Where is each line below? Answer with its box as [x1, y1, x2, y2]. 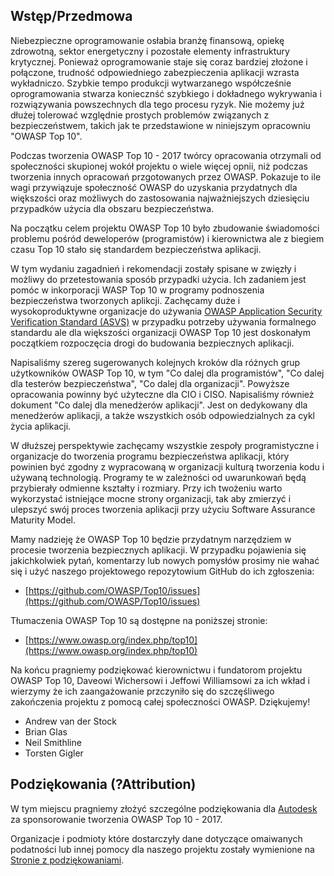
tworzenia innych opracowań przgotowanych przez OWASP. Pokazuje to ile [10, 170, 322, 183]
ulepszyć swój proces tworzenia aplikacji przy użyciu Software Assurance [10, 503, 316, 515]
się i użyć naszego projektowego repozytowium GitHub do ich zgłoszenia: [10, 565, 315, 577]
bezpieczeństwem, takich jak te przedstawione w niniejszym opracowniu [10, 119, 311, 131]
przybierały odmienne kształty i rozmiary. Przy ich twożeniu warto [10, 482, 283, 494]
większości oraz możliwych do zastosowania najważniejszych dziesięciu [10, 192, 310, 204]
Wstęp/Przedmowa [10, 8, 133, 25]
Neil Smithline [24, 736, 82, 748]
